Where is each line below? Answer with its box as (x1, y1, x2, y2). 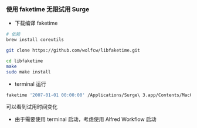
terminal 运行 (14, 80, 47, 87)
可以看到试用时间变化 (6, 103, 57, 110)
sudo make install (6, 69, 51, 75)
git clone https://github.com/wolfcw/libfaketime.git (6, 48, 141, 53)
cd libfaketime (6, 58, 43, 64)
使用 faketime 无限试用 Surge (6, 5, 90, 13)
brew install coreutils (6, 37, 64, 43)
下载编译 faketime (14, 19, 58, 27)
